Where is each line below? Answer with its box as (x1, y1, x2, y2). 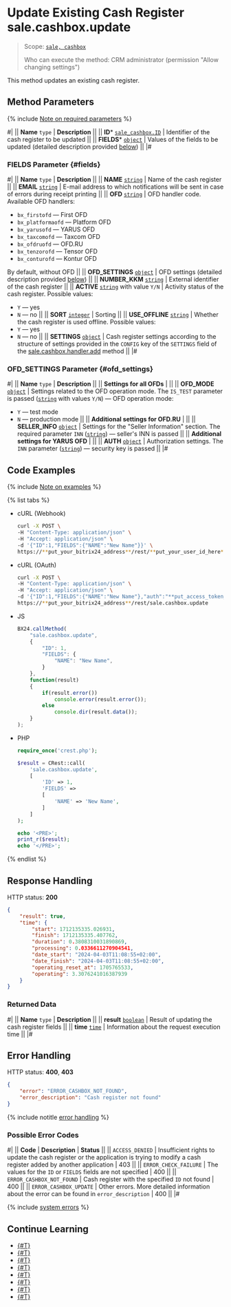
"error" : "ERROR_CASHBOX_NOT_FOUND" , (19, 1088, 128, 1095)
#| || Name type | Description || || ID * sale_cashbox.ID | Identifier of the (7, 127, 210, 136)
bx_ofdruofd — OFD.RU (16, 240, 84, 249)
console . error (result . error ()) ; (54, 696, 147, 703)
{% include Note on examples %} (7, 483, 102, 491)
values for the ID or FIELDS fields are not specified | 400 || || (7, 1168, 177, 1176)
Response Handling (7, 875, 93, 886)
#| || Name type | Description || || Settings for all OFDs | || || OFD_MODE (7, 380, 214, 388)
